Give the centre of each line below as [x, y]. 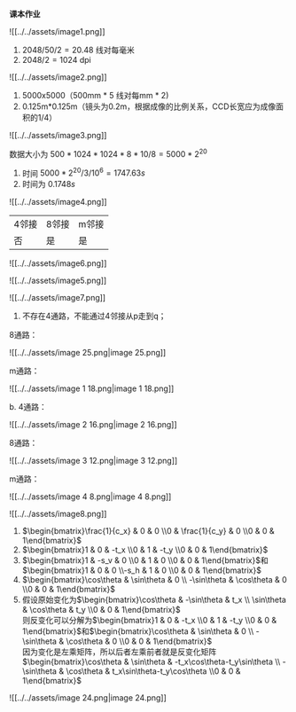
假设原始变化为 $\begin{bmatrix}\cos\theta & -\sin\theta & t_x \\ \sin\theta [154, 600]
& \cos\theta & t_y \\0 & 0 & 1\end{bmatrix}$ [101, 610]
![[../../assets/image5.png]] [58, 281]
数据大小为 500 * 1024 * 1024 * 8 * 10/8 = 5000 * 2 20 [109, 153]
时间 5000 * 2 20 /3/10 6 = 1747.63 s [84, 172]
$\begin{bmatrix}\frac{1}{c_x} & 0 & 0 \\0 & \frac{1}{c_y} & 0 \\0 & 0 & [148, 531]
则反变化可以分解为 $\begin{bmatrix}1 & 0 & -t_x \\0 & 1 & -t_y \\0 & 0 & [149, 621]
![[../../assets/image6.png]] [58, 263]
